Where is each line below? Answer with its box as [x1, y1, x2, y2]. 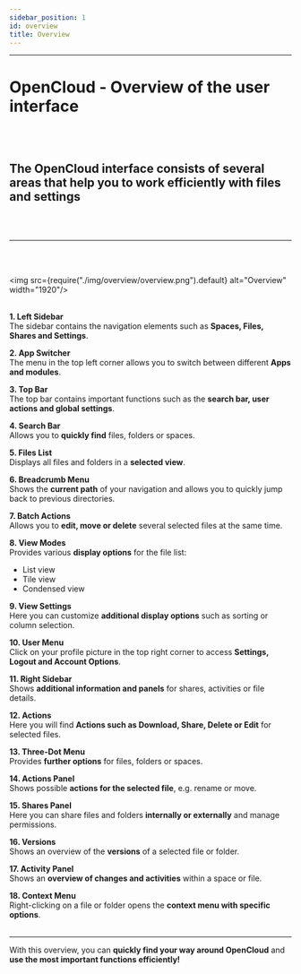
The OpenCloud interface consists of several [9, 160, 265, 176]
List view [21, 565, 56, 575]
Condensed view [21, 583, 85, 594]
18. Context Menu [9, 891, 76, 901]
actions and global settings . [9, 403, 115, 414]
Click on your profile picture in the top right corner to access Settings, [9, 647, 269, 658]
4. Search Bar [9, 420, 61, 431]
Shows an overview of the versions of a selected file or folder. [9, 846, 240, 857]
